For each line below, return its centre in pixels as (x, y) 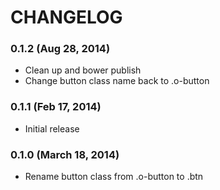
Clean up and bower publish (83, 70)
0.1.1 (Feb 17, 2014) (56, 107)
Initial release (52, 128)
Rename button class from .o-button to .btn (114, 177)
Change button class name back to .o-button (117, 81)
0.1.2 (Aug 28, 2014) (60, 49)
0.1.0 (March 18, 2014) (65, 154)
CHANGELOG (66, 17)
